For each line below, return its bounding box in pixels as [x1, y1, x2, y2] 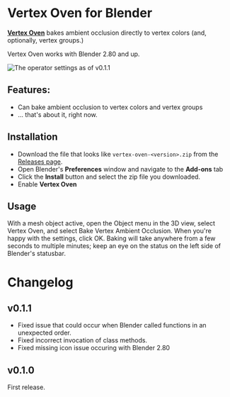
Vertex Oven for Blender [7, 5, 153, 21]
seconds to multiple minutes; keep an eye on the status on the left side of [7, 242, 222, 250]
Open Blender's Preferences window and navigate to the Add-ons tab [17, 164, 224, 173]
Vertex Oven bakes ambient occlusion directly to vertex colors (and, [7, 28, 207, 37]
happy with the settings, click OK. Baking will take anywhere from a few [7, 234, 216, 242]
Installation [7, 131, 58, 143]
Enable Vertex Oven [17, 179, 77, 189]
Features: [7, 84, 51, 96]
